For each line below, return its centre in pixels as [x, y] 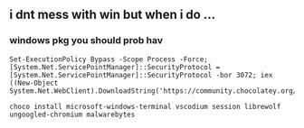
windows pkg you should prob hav [86, 41]
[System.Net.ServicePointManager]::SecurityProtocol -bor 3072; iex [141, 75]
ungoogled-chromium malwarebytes [72, 114]
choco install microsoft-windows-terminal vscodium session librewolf [145, 106]
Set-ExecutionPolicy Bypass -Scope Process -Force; [109, 59]
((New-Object [34, 83]
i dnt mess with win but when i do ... [112, 15]
